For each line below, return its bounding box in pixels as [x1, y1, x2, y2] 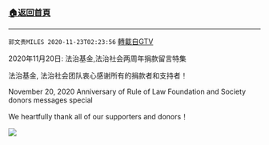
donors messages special [8, 95, 94, 105]
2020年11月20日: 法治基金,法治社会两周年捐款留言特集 [8, 54, 187, 63]
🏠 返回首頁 [8, 6, 51, 18]
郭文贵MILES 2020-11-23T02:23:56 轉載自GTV [8, 37, 154, 46]
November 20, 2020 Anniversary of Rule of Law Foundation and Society [8, 87, 247, 97]
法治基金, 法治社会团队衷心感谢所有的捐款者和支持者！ [8, 70, 188, 81]
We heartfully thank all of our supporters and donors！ [8, 112, 188, 122]
